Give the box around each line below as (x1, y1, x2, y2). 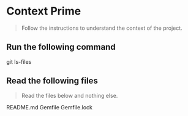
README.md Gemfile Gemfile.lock (6, 103, 93, 111)
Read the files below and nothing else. (21, 92, 118, 99)
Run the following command (6, 42, 116, 52)
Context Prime (6, 4, 81, 18)
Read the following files (6, 76, 98, 86)
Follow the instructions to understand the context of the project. (21, 24, 182, 32)
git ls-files (6, 58, 32, 65)
